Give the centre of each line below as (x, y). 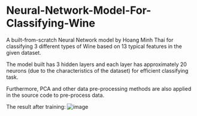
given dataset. (24, 52)
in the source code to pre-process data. (55, 95)
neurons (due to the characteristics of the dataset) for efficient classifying (97, 70)
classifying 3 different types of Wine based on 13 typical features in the (94, 46)
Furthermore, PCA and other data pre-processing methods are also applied (99, 88)
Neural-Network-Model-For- (79, 11)
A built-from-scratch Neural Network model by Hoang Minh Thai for (90, 40)
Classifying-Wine (51, 23)
